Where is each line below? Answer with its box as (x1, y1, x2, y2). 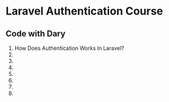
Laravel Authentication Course (5, 4, 164, 18)
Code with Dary (5, 29, 66, 39)
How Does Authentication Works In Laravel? (14, 44, 125, 52)
